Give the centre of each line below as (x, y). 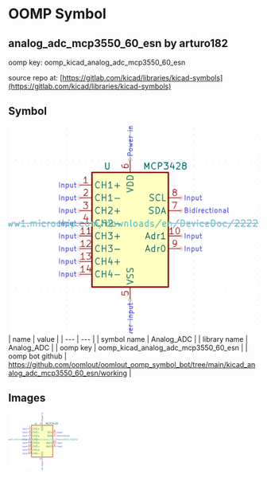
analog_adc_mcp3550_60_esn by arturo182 (118, 43)
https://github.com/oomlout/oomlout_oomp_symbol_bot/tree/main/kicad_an (132, 364)
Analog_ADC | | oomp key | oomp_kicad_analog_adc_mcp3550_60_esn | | (128, 347)
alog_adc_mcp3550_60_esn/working (68, 373)
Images (27, 398)
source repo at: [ (35, 78)
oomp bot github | (38, 356)
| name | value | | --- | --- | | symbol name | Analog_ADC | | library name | (128, 339)
